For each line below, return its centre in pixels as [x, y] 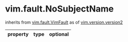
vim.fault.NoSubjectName [59, 9]
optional [59, 34]
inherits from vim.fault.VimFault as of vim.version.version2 [64, 22]
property [18, 34]
